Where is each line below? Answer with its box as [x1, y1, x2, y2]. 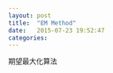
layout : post [8, 11, 52, 20]
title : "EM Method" [8, 19, 77, 27]
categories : [8, 33, 48, 42]
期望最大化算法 [8, 56, 57, 66]
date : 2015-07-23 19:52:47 [8, 26, 105, 34]
